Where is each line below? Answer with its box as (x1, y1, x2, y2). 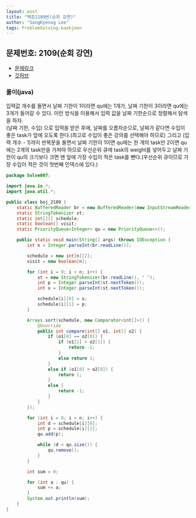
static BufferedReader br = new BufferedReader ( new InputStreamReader (16, 204, 192, 211)
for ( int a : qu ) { (27, 479, 75, 485)
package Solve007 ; (6, 173, 51, 179)
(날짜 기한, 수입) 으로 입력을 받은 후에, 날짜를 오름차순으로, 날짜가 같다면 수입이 (6, 124, 185, 132)
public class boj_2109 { (6, 199, 66, 205)
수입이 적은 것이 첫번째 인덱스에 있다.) (12, 161, 98, 168)
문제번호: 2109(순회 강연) (6, 48, 93, 58)
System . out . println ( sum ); (27, 496, 90, 502)
